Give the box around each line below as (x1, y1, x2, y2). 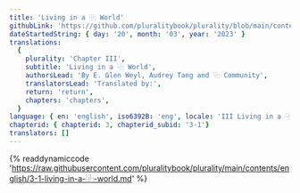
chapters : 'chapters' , (25, 95, 110, 105)
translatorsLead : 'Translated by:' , (25, 79, 162, 88)
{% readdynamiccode (9, 153, 89, 164)
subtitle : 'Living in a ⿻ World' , (25, 63, 156, 72)
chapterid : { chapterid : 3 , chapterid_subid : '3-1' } (9, 121, 210, 130)
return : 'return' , (25, 87, 94, 96)
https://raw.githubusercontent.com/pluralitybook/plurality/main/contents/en (12, 162, 290, 173)
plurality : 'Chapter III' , (25, 54, 126, 63)
